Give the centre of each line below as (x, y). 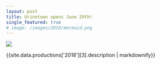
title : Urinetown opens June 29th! (49, 17)
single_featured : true (34, 22)
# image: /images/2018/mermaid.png (49, 28)
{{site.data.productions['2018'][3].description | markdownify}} (81, 55)
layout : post (22, 11)
